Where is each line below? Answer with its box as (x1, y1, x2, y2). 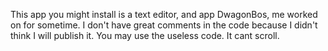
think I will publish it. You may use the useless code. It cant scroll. (10, 30, 280, 41)
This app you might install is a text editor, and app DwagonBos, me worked (10, 9, 318, 20)
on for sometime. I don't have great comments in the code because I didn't (10, 19, 318, 31)
